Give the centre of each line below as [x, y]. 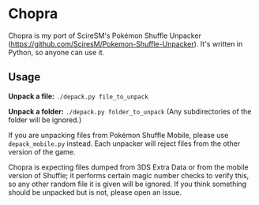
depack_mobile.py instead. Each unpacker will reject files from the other [124, 143]
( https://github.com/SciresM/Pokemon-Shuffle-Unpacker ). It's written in [126, 43]
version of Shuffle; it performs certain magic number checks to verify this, [129, 175]
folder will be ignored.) [45, 120]
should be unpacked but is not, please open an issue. [95, 192]
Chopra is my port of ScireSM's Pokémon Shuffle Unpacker [105, 35]
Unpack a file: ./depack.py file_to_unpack [78, 96]
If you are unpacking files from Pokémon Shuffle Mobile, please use [118, 135]
